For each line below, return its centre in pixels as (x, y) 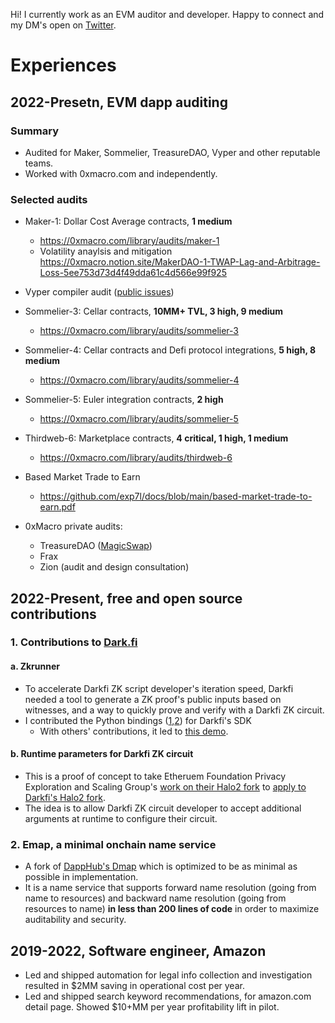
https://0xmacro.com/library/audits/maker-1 (129, 241)
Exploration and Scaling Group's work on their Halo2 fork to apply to (165, 786)
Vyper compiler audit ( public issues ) (99, 292)
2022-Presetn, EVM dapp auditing (119, 102)
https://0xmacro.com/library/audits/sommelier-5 (139, 419)
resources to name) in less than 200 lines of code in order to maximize (172, 909)
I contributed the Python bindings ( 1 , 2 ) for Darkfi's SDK (138, 720)
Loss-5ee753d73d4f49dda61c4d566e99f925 (133, 273)
